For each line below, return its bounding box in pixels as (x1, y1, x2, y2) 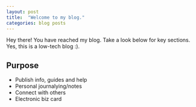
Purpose (6, 60, 39, 70)
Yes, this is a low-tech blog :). (6, 43, 80, 50)
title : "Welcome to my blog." (6, 14, 85, 20)
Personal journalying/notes (14, 82, 83, 90)
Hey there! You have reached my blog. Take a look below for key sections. (6, 37, 191, 44)
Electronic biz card (14, 96, 62, 103)
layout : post (6, 8, 39, 15)
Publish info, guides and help (14, 76, 87, 84)
